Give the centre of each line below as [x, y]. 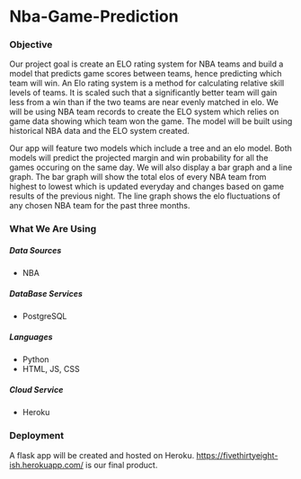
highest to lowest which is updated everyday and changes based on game [147, 187]
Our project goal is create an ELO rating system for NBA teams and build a [146, 64]
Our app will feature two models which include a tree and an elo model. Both [150, 148]
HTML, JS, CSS [51, 369]
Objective [31, 45]
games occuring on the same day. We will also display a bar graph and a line [151, 167]
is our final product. [121, 465]
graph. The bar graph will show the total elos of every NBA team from [138, 177]
